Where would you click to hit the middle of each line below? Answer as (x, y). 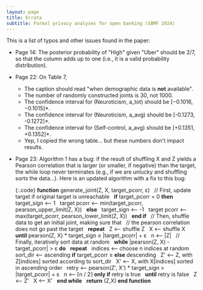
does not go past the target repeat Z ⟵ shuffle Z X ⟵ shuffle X (100, 229)
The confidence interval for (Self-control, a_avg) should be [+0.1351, (109, 128)
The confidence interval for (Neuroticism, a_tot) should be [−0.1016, (108, 102)
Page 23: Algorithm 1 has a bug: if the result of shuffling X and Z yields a (105, 159)
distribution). (31, 65)
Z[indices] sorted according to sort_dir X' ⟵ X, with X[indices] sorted (104, 261)
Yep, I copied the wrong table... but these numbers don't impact (104, 141)
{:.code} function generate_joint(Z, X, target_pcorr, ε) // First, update (103, 190)
